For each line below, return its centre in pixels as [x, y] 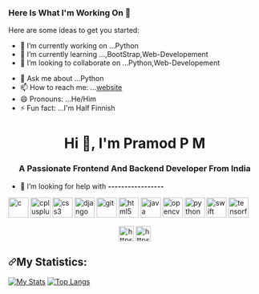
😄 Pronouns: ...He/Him [58, 99]
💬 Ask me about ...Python [62, 79]
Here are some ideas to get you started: [74, 31]
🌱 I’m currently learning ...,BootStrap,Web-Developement [114, 55]
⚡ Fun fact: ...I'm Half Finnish [67, 108]
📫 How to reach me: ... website [71, 88]
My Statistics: [52, 262]
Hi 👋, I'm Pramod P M [135, 143]
